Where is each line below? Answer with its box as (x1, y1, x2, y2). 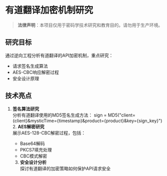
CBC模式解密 (20, 153, 48, 159)
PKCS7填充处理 (20, 146, 52, 152)
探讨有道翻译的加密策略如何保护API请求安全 (20, 165, 111, 171)
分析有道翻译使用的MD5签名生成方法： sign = (12, 112, 107, 118)
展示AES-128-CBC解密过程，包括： (12, 129, 86, 135)
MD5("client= (107, 112, 136, 118)
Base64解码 (20, 140, 45, 146)
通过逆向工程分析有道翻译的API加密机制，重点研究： (5, 52, 114, 58)
